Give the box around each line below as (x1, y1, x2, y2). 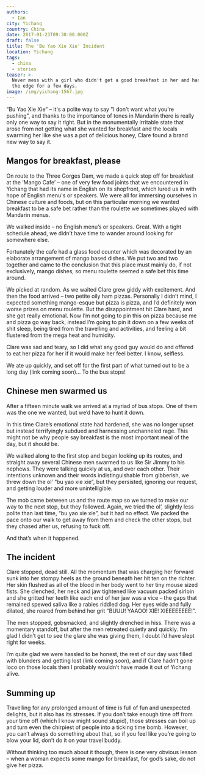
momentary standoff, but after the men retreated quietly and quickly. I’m (6, 626, 187, 633)
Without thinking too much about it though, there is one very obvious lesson (6, 749, 197, 756)
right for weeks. (6, 638, 46, 646)
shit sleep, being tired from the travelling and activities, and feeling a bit (6, 325, 186, 332)
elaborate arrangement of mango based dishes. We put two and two (6, 254, 178, 262)
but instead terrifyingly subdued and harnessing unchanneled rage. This (6, 427, 188, 434)
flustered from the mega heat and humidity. (6, 331, 116, 339)
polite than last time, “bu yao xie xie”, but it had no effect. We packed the (6, 509, 189, 516)
